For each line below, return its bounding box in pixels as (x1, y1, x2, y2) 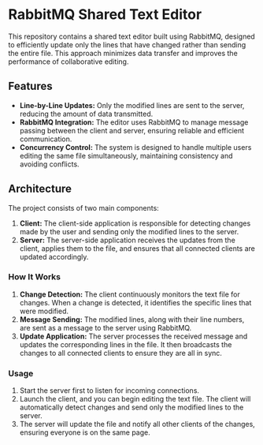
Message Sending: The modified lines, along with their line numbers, (19, 314, 245, 324)
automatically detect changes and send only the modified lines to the (19, 402, 244, 412)
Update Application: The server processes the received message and (19, 331, 248, 341)
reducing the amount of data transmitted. (19, 109, 154, 118)
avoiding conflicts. (19, 159, 80, 169)
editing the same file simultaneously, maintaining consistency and (19, 151, 234, 160)
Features (8, 80, 53, 93)
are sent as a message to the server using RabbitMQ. (19, 323, 192, 332)
